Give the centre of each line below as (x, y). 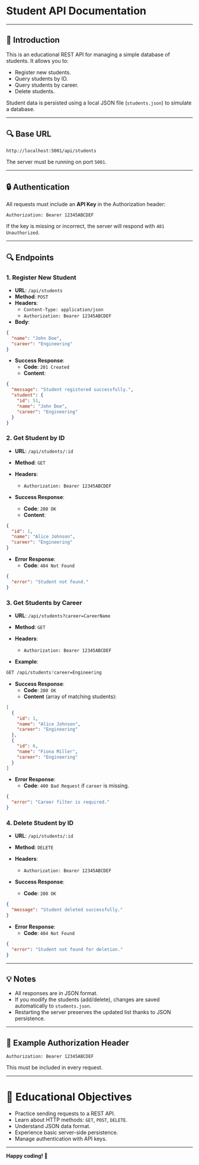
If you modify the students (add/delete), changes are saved (87, 1000)
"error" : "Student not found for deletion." (67, 949)
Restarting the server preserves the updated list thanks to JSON (93, 1012)
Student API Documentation (76, 11)
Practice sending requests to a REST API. (65, 1114)
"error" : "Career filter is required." (61, 802)
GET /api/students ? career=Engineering (54, 673)
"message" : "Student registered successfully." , (73, 390)
